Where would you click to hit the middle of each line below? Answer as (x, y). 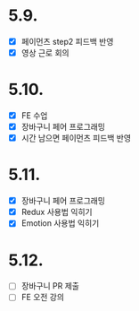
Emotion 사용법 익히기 (60, 223)
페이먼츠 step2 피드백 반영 (67, 41)
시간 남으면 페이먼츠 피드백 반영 (76, 138)
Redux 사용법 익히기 (57, 212)
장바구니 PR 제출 (50, 286)
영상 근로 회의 (45, 53)
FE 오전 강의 (42, 298)
